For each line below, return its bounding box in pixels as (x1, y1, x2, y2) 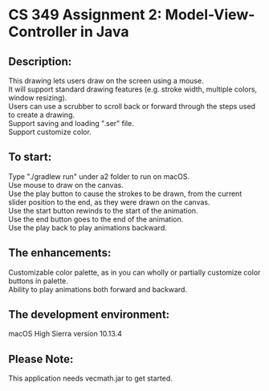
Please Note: (8, 352, 74, 366)
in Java (79, 22, 129, 41)
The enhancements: (8, 246, 112, 260)
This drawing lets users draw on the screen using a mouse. (8, 76, 204, 85)
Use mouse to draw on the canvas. (8, 180, 124, 189)
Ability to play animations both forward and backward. (8, 284, 187, 294)
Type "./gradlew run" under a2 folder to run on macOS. (8, 171, 190, 181)
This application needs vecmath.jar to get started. (8, 373, 173, 383)
